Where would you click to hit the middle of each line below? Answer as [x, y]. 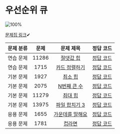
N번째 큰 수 [70, 86]
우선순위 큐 [26, 10]
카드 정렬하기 [70, 67]
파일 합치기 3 [70, 104]
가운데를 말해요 [70, 114]
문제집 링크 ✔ [18, 34]
